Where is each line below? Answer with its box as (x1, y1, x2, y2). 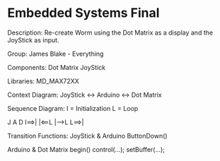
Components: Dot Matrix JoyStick (7, 63, 106, 71)
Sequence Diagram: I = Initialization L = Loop (7, 104, 139, 112)
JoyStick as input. (7, 35, 59, 44)
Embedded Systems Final (7, 5, 160, 21)
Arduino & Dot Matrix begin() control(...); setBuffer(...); (7, 145, 165, 153)
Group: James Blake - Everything (7, 49, 104, 58)
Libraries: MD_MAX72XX (7, 76, 79, 85)
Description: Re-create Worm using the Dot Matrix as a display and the (7, 28, 214, 37)
